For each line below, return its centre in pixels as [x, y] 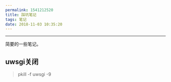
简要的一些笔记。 [23, 44]
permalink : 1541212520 [29, 10]
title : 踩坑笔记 [21, 15]
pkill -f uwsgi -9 [34, 74]
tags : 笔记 [16, 19]
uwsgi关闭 [22, 62]
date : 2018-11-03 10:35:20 [34, 24]
